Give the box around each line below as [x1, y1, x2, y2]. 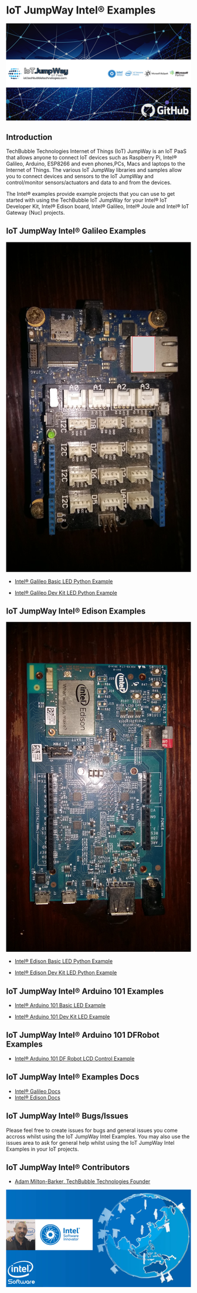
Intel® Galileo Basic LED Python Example [14, 578, 113, 585]
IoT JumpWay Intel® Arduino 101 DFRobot [6, 1030, 159, 1040]
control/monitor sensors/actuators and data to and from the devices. [6, 179, 172, 186]
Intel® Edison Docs [14, 1094, 60, 1101]
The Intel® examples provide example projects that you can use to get [6, 191, 175, 198]
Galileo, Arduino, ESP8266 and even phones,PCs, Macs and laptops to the [6, 160, 186, 168]
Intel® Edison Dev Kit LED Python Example [14, 969, 117, 977]
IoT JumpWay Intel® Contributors [6, 1162, 130, 1172]
